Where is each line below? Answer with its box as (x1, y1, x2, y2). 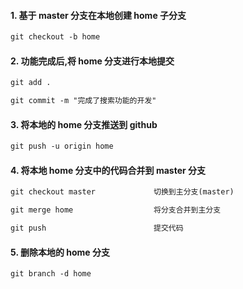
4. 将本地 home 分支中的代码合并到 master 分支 (10, 164, 207, 176)
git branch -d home (10, 269, 92, 279)
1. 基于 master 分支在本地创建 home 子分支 (10, 9, 187, 21)
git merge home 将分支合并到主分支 (10, 205, 222, 215)
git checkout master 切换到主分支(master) (10, 187, 235, 197)
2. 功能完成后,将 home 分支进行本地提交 (10, 55, 175, 67)
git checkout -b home (10, 32, 101, 42)
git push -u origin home (10, 141, 114, 152)
